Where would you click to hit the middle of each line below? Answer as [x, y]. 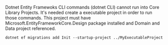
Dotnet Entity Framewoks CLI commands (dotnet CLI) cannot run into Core [82, 7]
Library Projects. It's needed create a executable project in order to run [79, 12]
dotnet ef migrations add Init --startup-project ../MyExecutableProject [84, 37]
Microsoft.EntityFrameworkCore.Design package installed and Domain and [82, 23]
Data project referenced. [31, 28]
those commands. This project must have [48, 18]
